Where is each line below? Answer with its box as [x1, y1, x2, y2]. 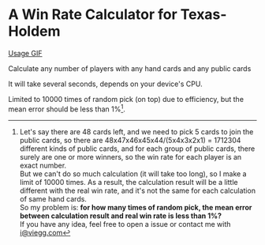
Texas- [180, 6, 227, 24]
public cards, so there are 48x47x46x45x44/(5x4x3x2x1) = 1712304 [19, 135, 241, 145]
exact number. [19, 160, 67, 170]
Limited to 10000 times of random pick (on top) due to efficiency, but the [8, 94, 244, 104]
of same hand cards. [19, 194, 87, 203]
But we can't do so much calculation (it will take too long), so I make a [19, 168, 247, 179]
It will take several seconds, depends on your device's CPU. [8, 79, 203, 89]
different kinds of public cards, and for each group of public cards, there [19, 144, 256, 153]
